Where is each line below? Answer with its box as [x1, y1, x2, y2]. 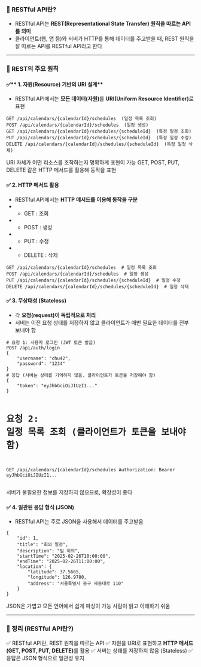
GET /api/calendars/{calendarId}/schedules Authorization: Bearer [6, 467, 175, 473]
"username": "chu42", [17, 355, 71, 361]
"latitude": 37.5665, [28, 569, 82, 575]
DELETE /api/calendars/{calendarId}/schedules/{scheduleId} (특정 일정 [6, 141, 187, 148]
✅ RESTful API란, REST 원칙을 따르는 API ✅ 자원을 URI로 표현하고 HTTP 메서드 [6, 639, 193, 647]
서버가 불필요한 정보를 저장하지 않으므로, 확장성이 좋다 [6, 489, 133, 496]
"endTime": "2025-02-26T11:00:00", [17, 558, 106, 565]
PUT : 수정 [23, 237, 49, 244]
